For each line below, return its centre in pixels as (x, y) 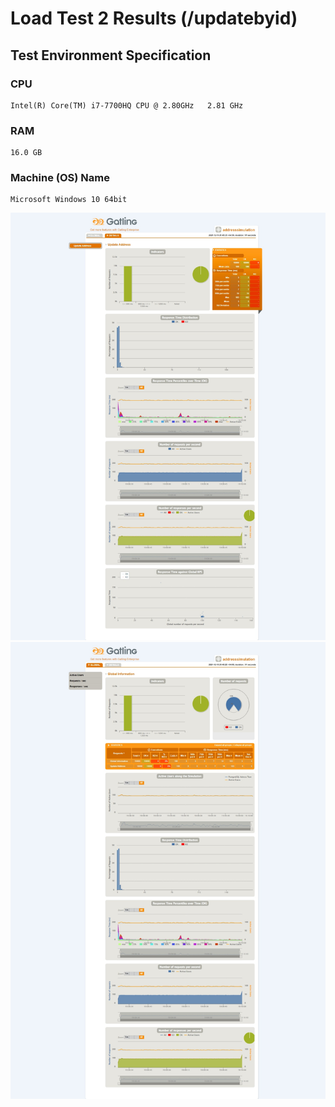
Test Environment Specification (111, 55)
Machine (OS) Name (60, 178)
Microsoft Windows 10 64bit (69, 200)
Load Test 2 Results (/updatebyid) (154, 18)
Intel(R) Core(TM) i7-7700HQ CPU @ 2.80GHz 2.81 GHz (127, 105)
